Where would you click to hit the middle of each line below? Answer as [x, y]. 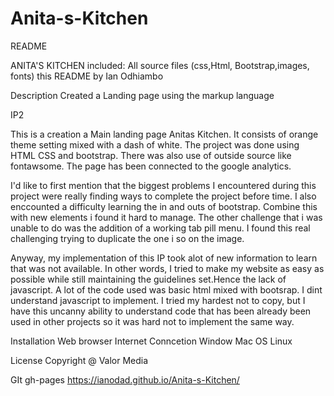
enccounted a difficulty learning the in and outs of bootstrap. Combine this [164, 206]
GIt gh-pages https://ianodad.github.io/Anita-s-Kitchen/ [125, 379]
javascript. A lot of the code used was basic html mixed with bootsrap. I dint [166, 289]
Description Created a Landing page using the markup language [142, 95]
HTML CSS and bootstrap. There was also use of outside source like [151, 155]
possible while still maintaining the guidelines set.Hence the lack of [148, 279]
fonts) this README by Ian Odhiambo [87, 76]
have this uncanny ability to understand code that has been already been [161, 311]
